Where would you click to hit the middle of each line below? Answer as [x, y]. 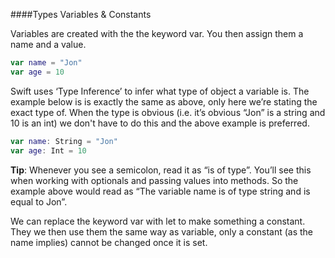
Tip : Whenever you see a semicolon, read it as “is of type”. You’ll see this [161, 170]
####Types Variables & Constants [81, 14]
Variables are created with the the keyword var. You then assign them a [157, 33]
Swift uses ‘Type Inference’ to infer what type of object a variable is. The [160, 91]
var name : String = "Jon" [64, 141]
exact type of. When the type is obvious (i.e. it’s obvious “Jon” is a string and [168, 112]
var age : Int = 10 [48, 150]
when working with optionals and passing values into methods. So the [154, 180]
